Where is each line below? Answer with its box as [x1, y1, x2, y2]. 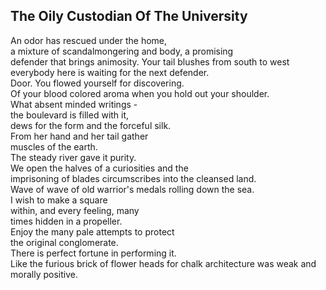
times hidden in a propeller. [10, 215, 123, 227]
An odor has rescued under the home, [10, 34, 168, 46]
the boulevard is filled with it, [10, 109, 130, 121]
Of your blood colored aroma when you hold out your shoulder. [10, 87, 270, 99]
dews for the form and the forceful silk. [10, 119, 172, 131]
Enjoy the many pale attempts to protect [10, 225, 175, 238]
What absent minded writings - [10, 98, 138, 110]
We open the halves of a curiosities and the [10, 162, 189, 174]
